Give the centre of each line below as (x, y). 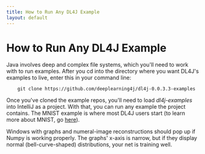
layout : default (27, 18)
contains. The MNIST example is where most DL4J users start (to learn (96, 113)
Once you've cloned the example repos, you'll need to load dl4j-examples (99, 100)
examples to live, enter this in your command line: (69, 78)
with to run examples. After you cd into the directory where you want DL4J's (102, 71)
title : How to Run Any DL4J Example (53, 12)
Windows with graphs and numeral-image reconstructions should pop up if (101, 131)
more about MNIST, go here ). (43, 120)
